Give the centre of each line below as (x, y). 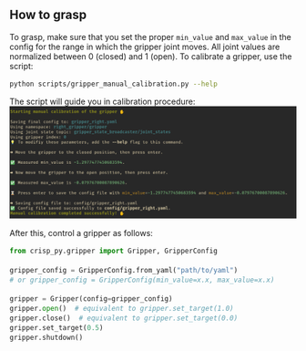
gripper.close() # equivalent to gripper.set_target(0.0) (124, 318)
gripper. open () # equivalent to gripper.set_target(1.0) (122, 309)
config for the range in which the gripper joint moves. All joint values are (145, 46)
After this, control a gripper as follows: (81, 233)
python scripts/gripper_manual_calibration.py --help (114, 84)
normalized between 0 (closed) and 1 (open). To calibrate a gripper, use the (151, 56)
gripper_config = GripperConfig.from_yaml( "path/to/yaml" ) (124, 270)
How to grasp (48, 15)
